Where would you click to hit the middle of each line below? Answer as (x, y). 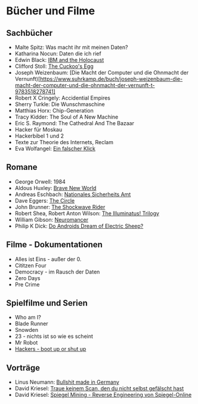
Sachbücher (30, 33)
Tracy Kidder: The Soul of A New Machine (66, 117)
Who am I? (28, 318)
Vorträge (23, 368)
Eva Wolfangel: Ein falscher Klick (55, 148)
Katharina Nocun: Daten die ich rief (58, 54)
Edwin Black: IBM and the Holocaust (59, 60)
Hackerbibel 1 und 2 (39, 136)
